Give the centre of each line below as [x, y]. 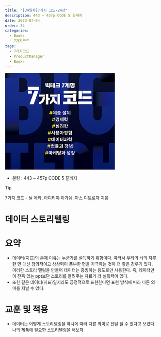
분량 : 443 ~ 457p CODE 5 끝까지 [45, 178]
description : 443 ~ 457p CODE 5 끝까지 [44, 15]
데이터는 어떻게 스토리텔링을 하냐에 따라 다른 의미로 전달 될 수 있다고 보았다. [84, 324]
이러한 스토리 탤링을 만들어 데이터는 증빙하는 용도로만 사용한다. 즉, [75, 270]
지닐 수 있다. [33, 288]
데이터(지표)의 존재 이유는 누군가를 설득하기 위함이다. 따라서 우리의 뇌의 [80, 258]
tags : [10, 46]
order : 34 [15, 26]
